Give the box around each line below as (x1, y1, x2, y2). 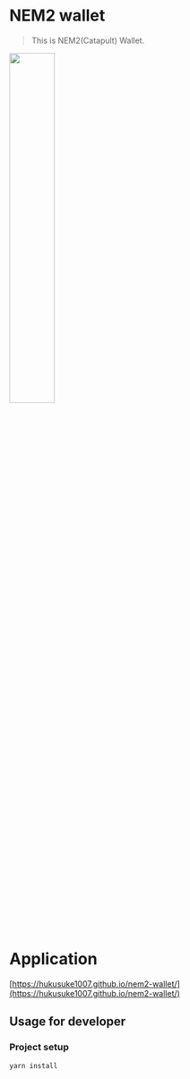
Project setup (9, 1041, 69, 1054)
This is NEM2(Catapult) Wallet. (30, 35, 145, 46)
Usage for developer (9, 1014, 126, 1030)
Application (9, 949, 98, 970)
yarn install (9, 1061, 58, 1070)
